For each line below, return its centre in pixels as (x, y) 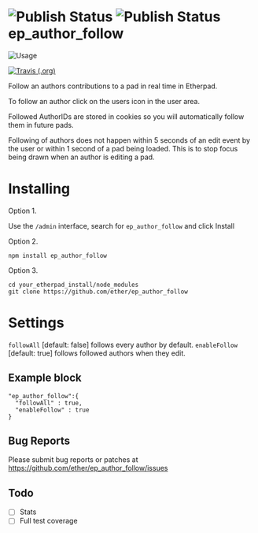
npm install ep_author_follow (58, 255)
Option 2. (23, 241)
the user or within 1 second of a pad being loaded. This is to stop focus (123, 148)
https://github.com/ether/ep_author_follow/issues (88, 468)
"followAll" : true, (49, 403)
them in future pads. (41, 125)
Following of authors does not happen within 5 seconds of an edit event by (129, 140)
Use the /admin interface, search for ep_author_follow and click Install (121, 225)
